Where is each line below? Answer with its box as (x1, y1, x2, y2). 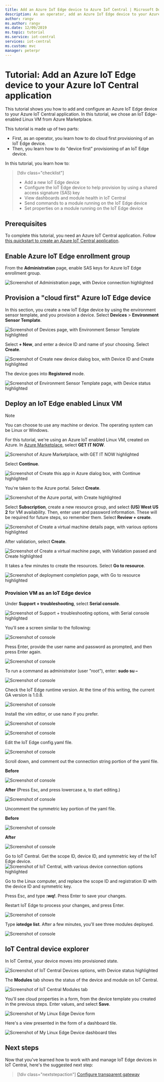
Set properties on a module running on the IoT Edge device (24, 205, 143, 211)
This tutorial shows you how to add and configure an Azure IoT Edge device (5, 106, 158, 112)
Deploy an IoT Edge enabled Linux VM (5, 400, 123, 408)
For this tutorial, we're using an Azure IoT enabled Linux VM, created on (5, 436, 149, 443)
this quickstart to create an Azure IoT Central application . (5, 238, 120, 244)
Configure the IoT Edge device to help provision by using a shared (24, 184, 158, 191)
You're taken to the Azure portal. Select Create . (5, 485, 101, 491)
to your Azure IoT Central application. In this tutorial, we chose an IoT (5, 111, 144, 117)
